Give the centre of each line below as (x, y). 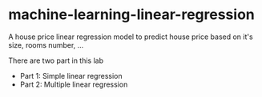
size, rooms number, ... (46, 45)
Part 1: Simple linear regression (71, 76)
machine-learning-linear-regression (131, 15)
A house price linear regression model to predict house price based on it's (131, 37)
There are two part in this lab (56, 60)
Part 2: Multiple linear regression (74, 84)
